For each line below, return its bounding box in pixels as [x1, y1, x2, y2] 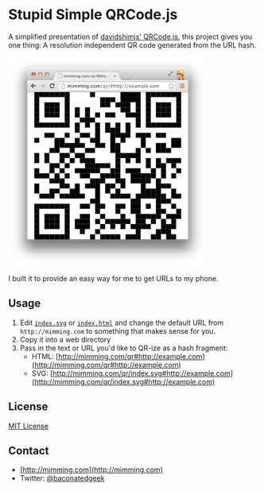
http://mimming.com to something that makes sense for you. [19, 326, 216, 335]
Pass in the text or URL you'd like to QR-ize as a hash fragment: [19, 343, 228, 353]
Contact [8, 443, 49, 458]
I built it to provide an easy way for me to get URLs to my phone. [8, 273, 219, 283]
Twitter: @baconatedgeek [19, 474, 105, 483]
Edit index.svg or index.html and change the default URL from [19, 318, 224, 327]
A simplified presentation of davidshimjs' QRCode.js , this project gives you [8, 32, 253, 41]
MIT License [8, 421, 49, 431]
